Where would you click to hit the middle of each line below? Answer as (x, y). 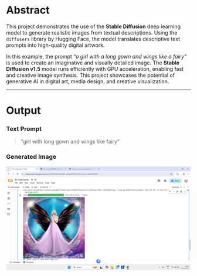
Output (23, 110)
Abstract (28, 10)
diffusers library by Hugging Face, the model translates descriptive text (93, 39)
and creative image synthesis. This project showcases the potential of (90, 75)
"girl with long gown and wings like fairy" (70, 142)
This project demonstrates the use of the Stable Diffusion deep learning (93, 26)
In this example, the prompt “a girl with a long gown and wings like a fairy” (96, 56)
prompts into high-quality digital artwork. (55, 45)
